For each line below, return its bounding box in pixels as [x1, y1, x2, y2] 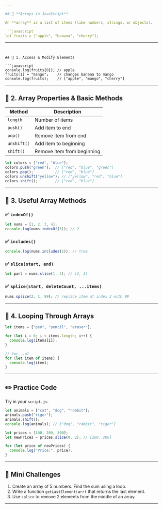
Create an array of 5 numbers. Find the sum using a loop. [12, 483, 127, 489]
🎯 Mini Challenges [5, 471, 61, 479]
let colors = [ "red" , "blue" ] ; [5, 160, 68, 165]
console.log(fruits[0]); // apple [5, 68, 75, 73]
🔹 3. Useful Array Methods [5, 196, 86, 205]
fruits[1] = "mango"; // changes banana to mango [5, 72, 114, 77]
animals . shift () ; [5, 417, 40, 422]
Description [53, 109, 81, 115]
